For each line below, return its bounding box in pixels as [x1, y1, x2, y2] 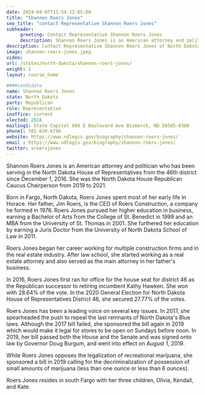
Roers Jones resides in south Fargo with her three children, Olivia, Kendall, [6, 376, 193, 383]
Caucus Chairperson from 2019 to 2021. [6, 181, 107, 189]
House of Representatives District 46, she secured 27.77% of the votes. [6, 295, 186, 303]
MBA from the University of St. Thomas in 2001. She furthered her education [6, 219, 199, 227]
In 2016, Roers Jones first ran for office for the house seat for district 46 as [6, 276, 195, 283]
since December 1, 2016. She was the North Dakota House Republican [6, 175, 183, 182]
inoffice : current [6, 111, 53, 117]
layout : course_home [6, 72, 59, 78]
